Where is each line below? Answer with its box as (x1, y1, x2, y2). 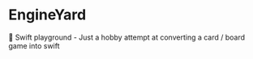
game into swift (8, 40, 60, 50)
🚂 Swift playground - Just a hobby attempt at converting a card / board (8, 32, 246, 42)
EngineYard (8, 6, 87, 24)
